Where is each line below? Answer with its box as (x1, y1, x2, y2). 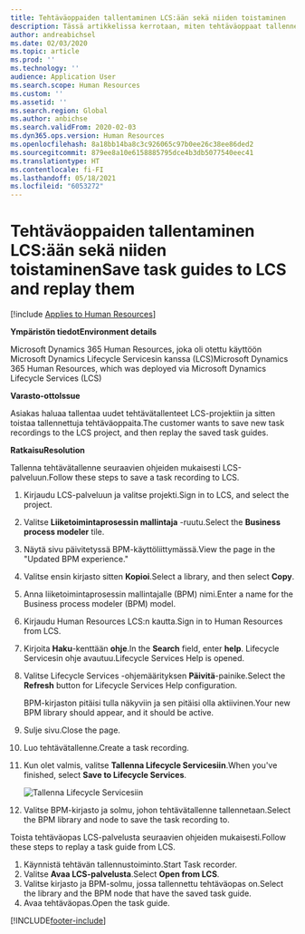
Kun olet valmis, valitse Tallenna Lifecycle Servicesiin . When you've (23, 760, 278, 771)
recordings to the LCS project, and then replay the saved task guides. (10, 427, 269, 438)
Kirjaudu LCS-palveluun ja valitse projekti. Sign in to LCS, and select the (23, 490, 290, 501)
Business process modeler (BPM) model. (23, 598, 176, 609)
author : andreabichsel (10, 30, 96, 39)
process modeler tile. (23, 527, 105, 538)
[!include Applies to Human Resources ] (10, 309, 157, 320)
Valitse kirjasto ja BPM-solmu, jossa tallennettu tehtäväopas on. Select (23, 879, 284, 890)
